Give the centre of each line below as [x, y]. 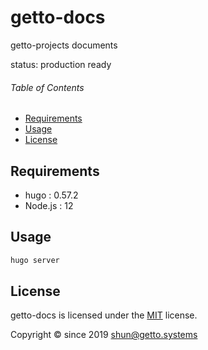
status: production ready [61, 64]
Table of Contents [47, 87]
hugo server [35, 260]
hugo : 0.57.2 [51, 195]
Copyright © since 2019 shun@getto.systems [104, 335]
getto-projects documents [64, 45]
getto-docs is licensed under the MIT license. [104, 315]
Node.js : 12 [49, 205]
